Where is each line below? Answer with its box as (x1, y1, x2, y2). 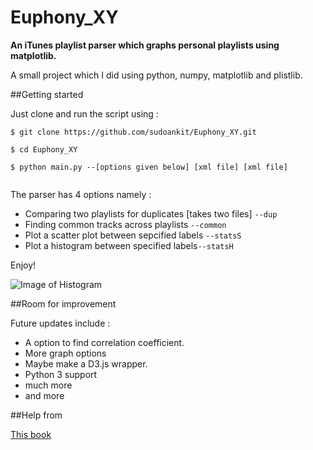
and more (24, 389, 65, 401)
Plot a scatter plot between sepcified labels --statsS (24, 229, 242, 241)
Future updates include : (10, 317, 111, 329)
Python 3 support (24, 368, 98, 380)
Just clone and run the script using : (10, 107, 159, 120)
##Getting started (10, 88, 84, 100)
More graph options (24, 347, 107, 359)
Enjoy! (10, 259, 37, 271)
